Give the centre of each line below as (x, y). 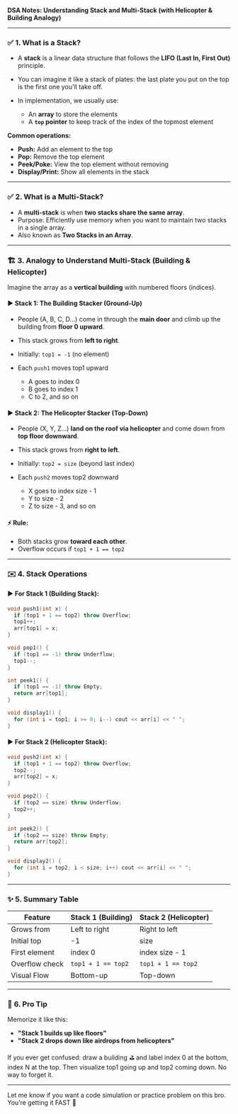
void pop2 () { (28, 796)
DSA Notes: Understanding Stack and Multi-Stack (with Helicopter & (110, 10)
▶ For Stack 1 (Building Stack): (53, 593)
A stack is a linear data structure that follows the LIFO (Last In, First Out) (124, 58)
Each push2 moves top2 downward (68, 477)
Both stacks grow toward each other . (72, 541)
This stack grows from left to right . (69, 341)
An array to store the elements (73, 114)
